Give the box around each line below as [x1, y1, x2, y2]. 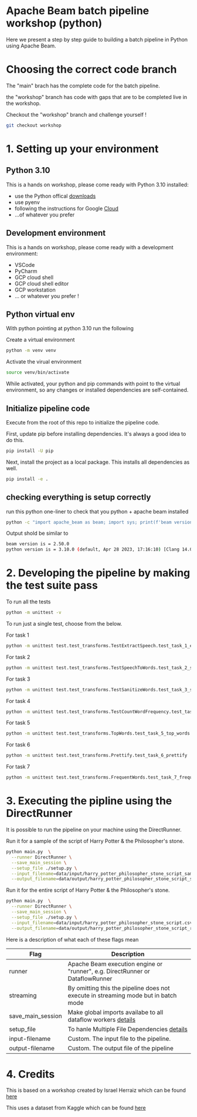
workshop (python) [6, 16, 103, 30]
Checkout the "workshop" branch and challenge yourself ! [6, 111, 147, 118]
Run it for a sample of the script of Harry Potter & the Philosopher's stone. [6, 837, 185, 844]
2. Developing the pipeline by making [6, 566, 191, 580]
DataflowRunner [67, 975, 113, 983]
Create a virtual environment [6, 336, 75, 344]
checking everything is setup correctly [6, 493, 151, 503]
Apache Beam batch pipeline [6, 4, 150, 18]
